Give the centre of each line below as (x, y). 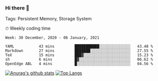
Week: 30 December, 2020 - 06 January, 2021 (52, 38)
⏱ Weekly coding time (28, 28)
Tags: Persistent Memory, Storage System (48, 19)
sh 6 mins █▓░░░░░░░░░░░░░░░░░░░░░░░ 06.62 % (79, 60)
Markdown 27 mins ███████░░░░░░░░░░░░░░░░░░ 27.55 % (79, 51)
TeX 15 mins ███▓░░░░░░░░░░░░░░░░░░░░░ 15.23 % (79, 55)
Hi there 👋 (17, 8)
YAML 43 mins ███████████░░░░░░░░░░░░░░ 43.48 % (79, 47)
